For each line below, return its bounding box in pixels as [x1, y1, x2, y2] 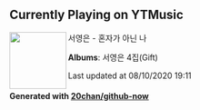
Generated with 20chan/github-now [9, 91, 150, 102]
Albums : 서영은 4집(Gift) [67, 52, 159, 63]
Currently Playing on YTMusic [9, 7, 184, 23]
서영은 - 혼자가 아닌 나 [67, 32, 147, 44]
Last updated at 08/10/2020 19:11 [67, 70, 193, 81]
